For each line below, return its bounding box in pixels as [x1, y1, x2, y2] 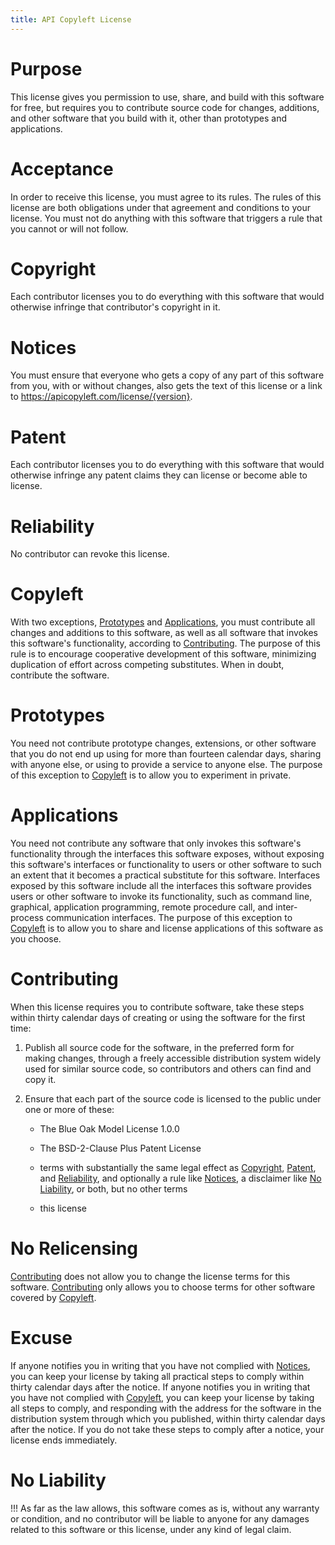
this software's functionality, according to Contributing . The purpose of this [10, 637, 321, 650]
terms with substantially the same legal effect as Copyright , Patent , [39, 1162, 317, 1173]
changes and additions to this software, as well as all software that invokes [10, 627, 318, 639]
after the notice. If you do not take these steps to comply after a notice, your [10, 1423, 325, 1435]
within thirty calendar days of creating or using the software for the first [10, 1012, 306, 1023]
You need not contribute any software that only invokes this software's [10, 837, 302, 850]
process [10, 912, 44, 924]
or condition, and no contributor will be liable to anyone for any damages [10, 1512, 310, 1525]
